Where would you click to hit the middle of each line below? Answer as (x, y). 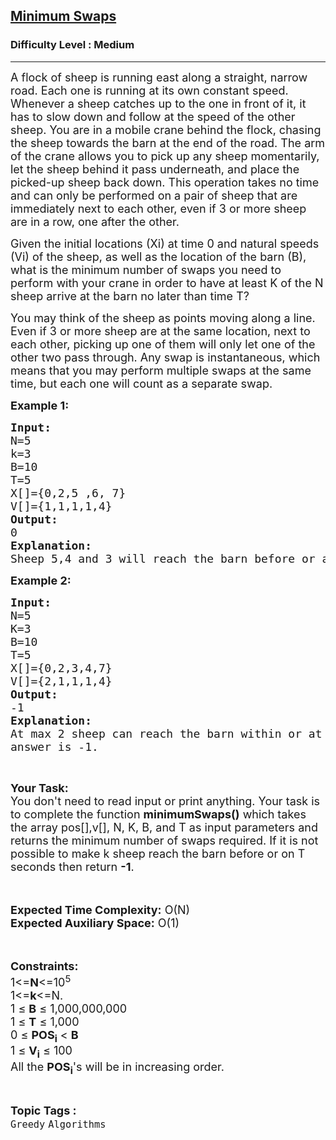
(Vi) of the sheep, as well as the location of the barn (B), (158, 256)
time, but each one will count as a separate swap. (141, 383)
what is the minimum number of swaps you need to (146, 269)
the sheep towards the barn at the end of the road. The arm (168, 142)
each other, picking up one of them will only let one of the (163, 344)
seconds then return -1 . (72, 866)
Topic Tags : (43, 1111)
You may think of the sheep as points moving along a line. (163, 317)
